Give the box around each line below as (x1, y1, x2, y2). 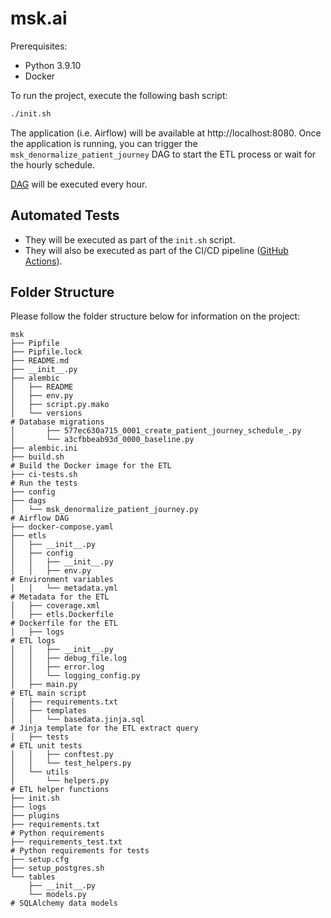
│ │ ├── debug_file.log (10, 653, 128, 664)
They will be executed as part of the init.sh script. (24, 233, 236, 246)
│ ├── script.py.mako (10, 400, 110, 410)
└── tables (10, 872, 56, 882)
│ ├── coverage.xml (10, 601, 101, 611)
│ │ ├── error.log (10, 662, 105, 672)
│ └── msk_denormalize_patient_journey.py (10, 505, 199, 515)
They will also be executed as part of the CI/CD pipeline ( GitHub (24, 244, 289, 256)
